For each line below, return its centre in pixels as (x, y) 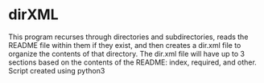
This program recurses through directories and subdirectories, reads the (128, 37)
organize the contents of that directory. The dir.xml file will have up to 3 (127, 53)
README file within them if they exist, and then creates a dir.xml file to (125, 45)
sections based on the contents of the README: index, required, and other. (133, 62)
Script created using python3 (57, 70)
